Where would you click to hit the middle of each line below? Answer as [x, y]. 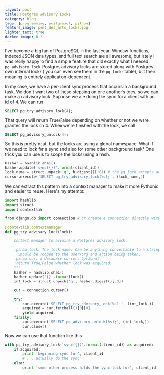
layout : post [18, 10]
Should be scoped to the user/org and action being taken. [79, 254]
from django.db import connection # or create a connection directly [77, 218]
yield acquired [38, 313]
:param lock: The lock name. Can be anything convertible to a [80, 250]
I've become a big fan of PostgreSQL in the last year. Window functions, [77, 51]
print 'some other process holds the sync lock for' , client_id [89, 368]
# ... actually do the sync [51, 358]
